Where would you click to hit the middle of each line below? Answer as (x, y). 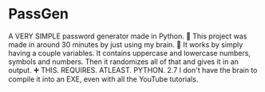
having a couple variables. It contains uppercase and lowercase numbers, (130, 53)
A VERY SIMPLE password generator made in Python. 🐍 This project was (128, 36)
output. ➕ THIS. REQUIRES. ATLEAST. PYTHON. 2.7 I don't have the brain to (133, 70)
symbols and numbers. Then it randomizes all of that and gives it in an (124, 62)
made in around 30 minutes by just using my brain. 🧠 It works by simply (126, 44)
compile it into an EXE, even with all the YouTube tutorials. (103, 79)
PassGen (39, 14)
